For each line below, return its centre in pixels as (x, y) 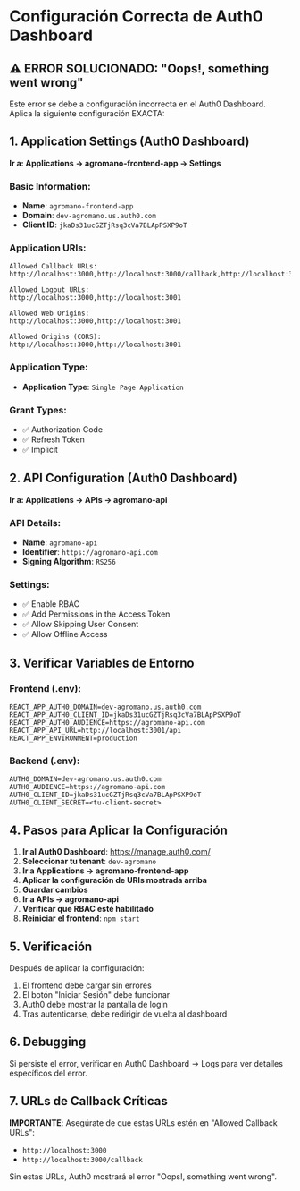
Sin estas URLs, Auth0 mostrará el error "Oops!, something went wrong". (143, 1176)
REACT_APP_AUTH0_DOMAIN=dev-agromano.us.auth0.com (105, 707)
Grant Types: (38, 410)
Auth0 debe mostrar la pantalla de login (95, 1005)
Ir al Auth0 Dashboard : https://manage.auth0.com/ (117, 852)
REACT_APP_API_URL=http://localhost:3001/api (95, 731)
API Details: (35, 523)
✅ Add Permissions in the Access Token (96, 614)
